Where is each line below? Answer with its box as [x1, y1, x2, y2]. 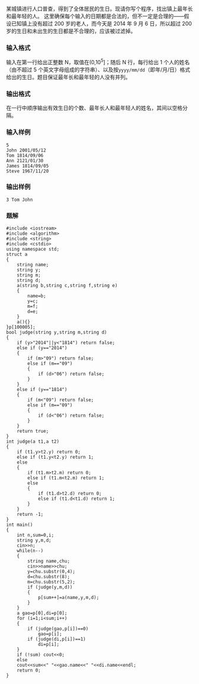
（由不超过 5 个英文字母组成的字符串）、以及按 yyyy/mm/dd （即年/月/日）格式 [6, 66, 191, 73]
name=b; [27, 293, 46, 299]
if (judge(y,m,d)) [27, 584, 73, 590]
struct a [6, 251, 28, 257]
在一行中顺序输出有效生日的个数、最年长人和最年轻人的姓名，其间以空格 [6, 105, 182, 112]
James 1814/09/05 [6, 163, 49, 169]
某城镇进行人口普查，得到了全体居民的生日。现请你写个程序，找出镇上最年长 [6, 5, 193, 12]
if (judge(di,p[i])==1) [27, 636, 86, 642]
